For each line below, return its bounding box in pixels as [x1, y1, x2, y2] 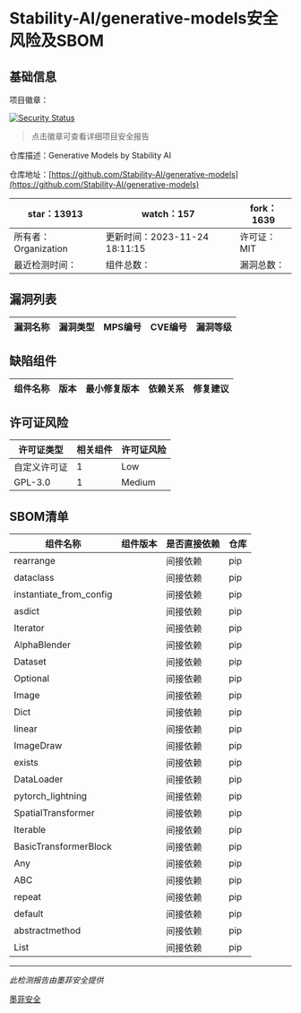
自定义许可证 [13, 461, 69, 473]
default [13, 907, 44, 920]
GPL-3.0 [13, 476, 51, 489]
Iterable [13, 824, 47, 836]
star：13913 [27, 208, 83, 220]
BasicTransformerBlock [13, 840, 112, 853]
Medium [121, 476, 156, 489]
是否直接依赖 [165, 538, 220, 550]
